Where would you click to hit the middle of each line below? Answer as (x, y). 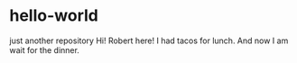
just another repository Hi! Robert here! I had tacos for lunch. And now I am (149, 40)
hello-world (54, 16)
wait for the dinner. (44, 49)
